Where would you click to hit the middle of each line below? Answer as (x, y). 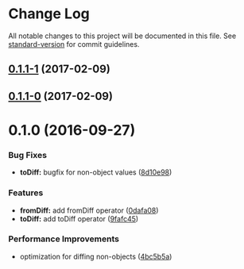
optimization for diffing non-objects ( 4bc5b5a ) (96, 256)
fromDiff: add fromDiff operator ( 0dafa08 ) (89, 210)
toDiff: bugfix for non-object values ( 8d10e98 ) (96, 172)
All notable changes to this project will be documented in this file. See (122, 36)
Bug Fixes (28, 155)
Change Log (49, 14)
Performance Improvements (64, 239)
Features (26, 193)
